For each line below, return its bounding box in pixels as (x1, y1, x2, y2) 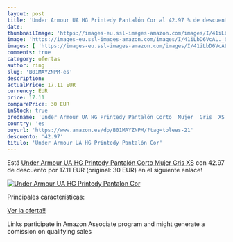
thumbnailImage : (7, 29, 54, 37)
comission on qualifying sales (7, 227, 92, 236)
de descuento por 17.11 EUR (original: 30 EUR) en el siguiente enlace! (7, 166, 202, 175)
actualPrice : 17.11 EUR (7, 81, 76, 88)
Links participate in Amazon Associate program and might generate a (7, 220, 205, 228)
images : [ (7, 42, 36, 49)
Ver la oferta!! (7, 207, 46, 215)
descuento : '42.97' (7, 133, 64, 140)
